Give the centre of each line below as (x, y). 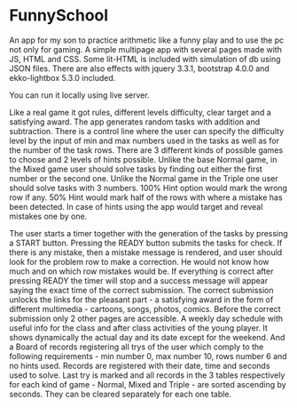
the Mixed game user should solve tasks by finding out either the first (136, 169)
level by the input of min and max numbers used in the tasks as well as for (145, 140)
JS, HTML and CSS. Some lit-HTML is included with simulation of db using (145, 59)
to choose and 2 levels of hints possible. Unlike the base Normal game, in (143, 159)
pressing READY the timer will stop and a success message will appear (139, 280)
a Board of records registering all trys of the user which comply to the (137, 347)
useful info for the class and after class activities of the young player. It (139, 328)
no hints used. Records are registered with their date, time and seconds (140, 365)
